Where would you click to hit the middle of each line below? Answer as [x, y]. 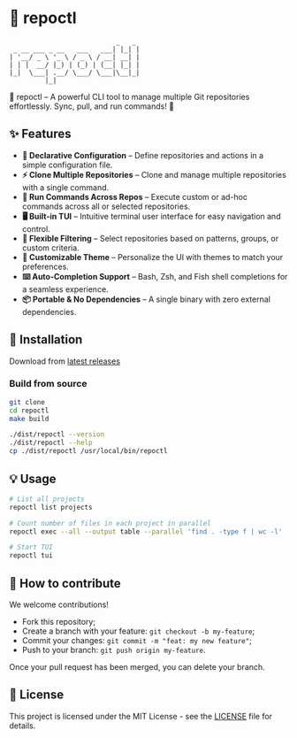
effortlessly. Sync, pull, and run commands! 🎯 [92, 106]
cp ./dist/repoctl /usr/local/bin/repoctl [88, 451]
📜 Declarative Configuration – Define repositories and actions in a [142, 155]
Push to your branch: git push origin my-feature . [114, 650]
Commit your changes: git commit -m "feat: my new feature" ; [137, 640]
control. [36, 228]
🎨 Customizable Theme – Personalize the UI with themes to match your [152, 257]
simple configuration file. [67, 165]
